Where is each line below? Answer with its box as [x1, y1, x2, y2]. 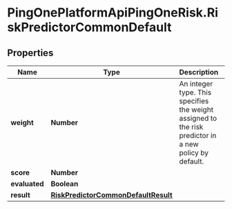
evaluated [10, 179, 44, 188]
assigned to [179, 114, 217, 123]
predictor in [179, 131, 217, 140]
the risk [179, 122, 204, 132]
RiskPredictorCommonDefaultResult [50, 190, 173, 199]
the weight [179, 105, 214, 115]
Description [179, 68, 219, 77]
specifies [179, 97, 209, 106]
